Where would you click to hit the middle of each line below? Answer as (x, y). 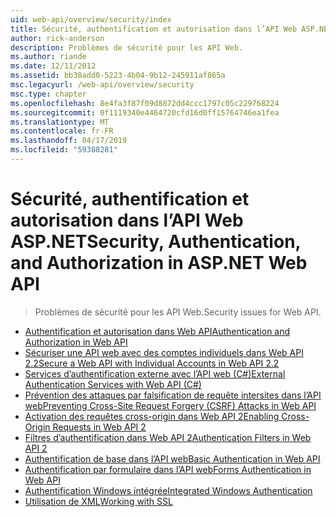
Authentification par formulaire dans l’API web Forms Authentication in (168, 469)
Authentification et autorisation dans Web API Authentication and (157, 331)
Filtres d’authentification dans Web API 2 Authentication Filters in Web (168, 437)
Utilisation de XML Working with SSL (98, 501)
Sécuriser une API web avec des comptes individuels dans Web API (164, 352)
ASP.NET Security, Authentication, (156, 242)
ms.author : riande (48, 57)
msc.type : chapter (48, 94)
